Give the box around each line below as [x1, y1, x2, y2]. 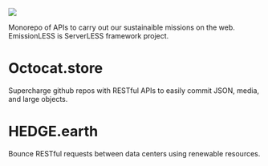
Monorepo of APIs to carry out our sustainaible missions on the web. [8, 22, 235, 32]
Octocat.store [8, 59, 104, 78]
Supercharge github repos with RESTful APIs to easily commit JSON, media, [8, 85, 259, 95]
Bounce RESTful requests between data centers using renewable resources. [8, 148, 261, 158]
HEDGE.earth [8, 123, 99, 140]
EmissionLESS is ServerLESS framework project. [8, 31, 169, 40]
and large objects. [8, 94, 68, 103]
